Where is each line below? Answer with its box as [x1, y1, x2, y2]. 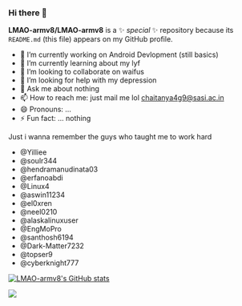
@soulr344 [19, 156, 58, 166]
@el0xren [19, 199, 52, 208]
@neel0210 [19, 207, 58, 217]
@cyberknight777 [19, 258, 79, 268]
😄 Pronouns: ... [19, 104, 72, 115]
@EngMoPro [19, 224, 63, 234]
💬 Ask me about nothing [19, 84, 100, 94]
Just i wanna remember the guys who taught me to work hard [8, 132, 212, 142]
